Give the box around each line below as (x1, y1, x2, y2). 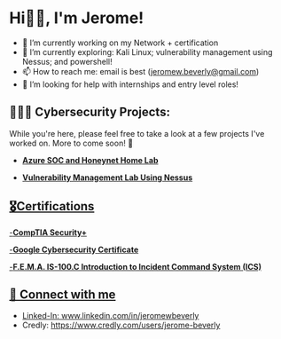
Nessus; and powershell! (21, 56, 113, 67)
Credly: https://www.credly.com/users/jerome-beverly (21, 319, 221, 331)
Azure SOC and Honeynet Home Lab (21, 154, 159, 165)
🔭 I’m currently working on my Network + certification (21, 37, 219, 48)
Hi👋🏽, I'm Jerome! (9, 8, 144, 28)
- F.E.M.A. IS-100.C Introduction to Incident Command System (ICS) (9, 261, 261, 272)
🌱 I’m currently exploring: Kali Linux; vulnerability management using (21, 46, 273, 57)
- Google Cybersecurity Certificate (9, 244, 139, 255)
